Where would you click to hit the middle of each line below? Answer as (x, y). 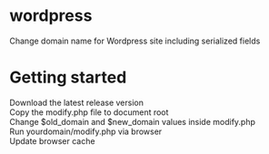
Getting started (68, 77)
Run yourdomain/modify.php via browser (86, 131)
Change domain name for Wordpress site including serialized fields (135, 41)
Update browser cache (52, 140)
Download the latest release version (76, 102)
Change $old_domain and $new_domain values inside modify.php (133, 121)
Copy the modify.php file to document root (89, 112)
